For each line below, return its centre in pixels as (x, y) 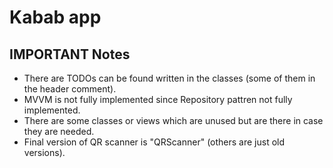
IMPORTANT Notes (70, 54)
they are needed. (59, 131)
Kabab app (55, 17)
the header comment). (70, 89)
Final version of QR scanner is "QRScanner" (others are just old (154, 142)
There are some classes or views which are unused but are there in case (173, 120)
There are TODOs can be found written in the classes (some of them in (169, 78)
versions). (44, 152)
